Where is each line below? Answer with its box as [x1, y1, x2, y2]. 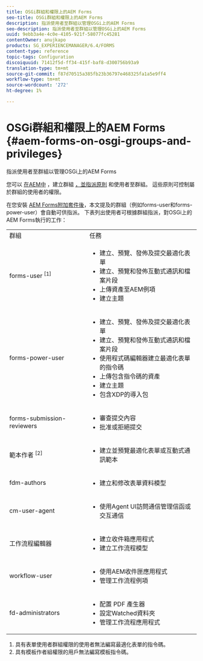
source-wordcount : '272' [6, 82, 69, 88]
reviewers [9, 421, 37, 430]
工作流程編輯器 [9, 539, 53, 548]
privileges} [6, 147, 63, 161]
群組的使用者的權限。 [11, 188, 65, 196]
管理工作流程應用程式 [99, 618, 161, 626]
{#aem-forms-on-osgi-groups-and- [6, 134, 192, 148]
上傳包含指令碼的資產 [99, 372, 161, 380]
